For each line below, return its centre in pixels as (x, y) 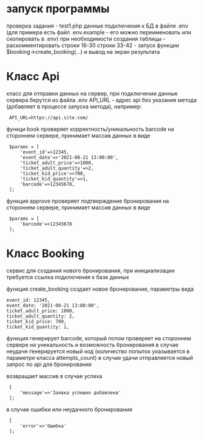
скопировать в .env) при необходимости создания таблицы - (86, 39)
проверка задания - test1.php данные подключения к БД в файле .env (98, 26)
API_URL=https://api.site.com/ (48, 117)
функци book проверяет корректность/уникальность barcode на (90, 129)
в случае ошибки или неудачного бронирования (69, 409)
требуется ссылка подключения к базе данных (68, 277)
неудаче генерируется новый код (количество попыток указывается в (98, 351)
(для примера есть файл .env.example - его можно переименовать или (99, 32)
